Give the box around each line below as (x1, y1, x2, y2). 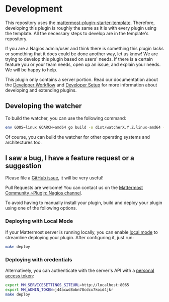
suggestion (5, 162, 42, 170)
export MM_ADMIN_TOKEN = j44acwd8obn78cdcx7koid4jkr (5, 287, 114, 292)
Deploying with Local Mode (5, 218, 73, 225)
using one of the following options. (5, 205, 77, 211)
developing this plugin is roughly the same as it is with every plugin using (5, 25, 157, 31)
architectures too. (5, 139, 42, 145)
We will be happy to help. (5, 66, 58, 73)
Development (5, 3, 63, 15)
